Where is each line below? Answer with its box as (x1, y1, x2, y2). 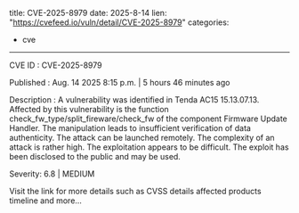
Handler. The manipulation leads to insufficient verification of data (9, 123, 252, 133)
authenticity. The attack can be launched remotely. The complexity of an (9, 133, 275, 143)
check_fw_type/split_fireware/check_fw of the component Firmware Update (9, 113, 287, 124)
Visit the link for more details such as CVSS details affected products (9, 186, 262, 196)
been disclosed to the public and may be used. (9, 152, 181, 161)
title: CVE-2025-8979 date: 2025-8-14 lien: (9, 8, 167, 18)
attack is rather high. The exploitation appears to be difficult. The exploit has (9, 142, 289, 152)
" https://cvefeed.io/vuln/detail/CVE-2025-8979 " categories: (9, 17, 230, 28)
